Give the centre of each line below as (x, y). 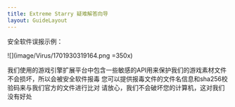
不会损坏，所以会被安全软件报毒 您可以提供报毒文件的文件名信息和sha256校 (118, 79)
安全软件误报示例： (35, 41)
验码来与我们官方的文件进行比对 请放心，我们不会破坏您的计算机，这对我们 (116, 87)
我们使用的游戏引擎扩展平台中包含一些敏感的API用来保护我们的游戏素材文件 (117, 70)
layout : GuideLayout (38, 20)
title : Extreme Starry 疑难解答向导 (58, 14)
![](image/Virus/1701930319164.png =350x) (70, 55)
